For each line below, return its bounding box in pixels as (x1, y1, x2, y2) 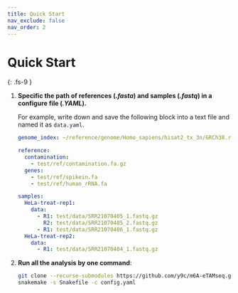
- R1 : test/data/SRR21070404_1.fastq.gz (36, 246, 158, 253)
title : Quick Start (7, 10, 65, 18)
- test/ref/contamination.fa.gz (31, 160, 126, 167)
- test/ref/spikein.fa (31, 174, 98, 181)
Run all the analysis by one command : (17, 259, 132, 267)
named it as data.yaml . (17, 120, 85, 129)
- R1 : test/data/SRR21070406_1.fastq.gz (36, 225, 158, 233)
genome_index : (17, 134, 60, 142)
